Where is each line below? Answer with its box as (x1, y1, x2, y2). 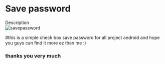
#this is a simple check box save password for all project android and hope (5, 34, 160, 40)
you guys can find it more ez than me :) (5, 39, 86, 45)
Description (5, 19, 29, 25)
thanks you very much (5, 52, 61, 59)
